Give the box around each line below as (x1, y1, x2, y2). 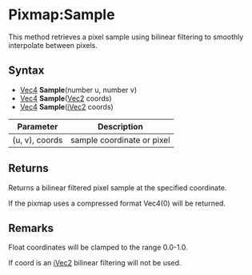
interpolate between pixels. (8, 40, 98, 50)
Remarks (8, 221, 54, 235)
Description (97, 121, 144, 132)
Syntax (8, 64, 45, 78)
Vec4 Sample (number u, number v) (19, 85, 138, 94)
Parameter (17, 121, 58, 132)
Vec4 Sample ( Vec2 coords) (19, 94, 112, 103)
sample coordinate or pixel (70, 134, 170, 145)
